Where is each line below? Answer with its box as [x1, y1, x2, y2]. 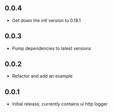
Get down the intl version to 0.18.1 [11, 17, 81, 23]
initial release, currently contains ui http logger [11, 101, 108, 107]
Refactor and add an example [11, 73, 73, 79]
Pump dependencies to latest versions [11, 45, 91, 51]
